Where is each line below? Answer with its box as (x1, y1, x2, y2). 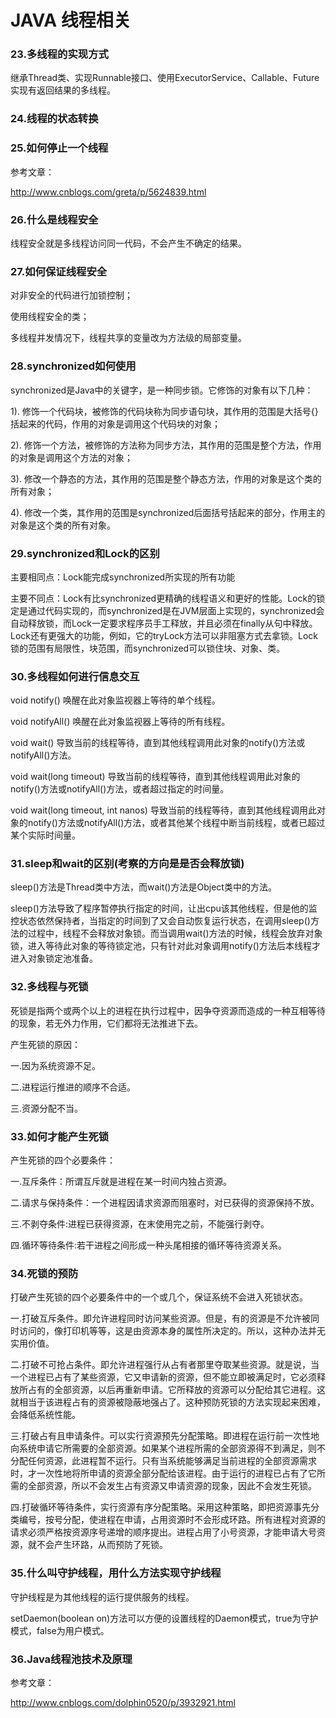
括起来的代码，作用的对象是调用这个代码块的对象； (10, 417, 221, 430)
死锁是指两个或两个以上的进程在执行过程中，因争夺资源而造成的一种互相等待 (10, 1004, 326, 1016)
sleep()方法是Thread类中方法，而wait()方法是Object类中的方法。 (10, 881, 277, 893)
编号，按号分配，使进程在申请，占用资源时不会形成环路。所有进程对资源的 (18, 1514, 326, 1526)
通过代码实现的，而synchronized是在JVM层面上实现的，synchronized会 (27, 604, 325, 616)
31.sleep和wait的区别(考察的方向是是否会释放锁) (10, 857, 245, 871)
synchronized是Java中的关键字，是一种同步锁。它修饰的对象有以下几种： (10, 384, 314, 396)
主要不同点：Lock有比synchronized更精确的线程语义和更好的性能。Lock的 (10, 592, 317, 604)
